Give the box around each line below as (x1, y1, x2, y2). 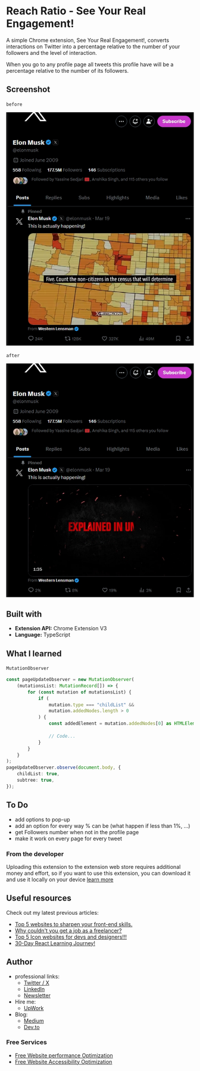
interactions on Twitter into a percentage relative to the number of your (6, 43, 180, 50)
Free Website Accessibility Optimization (14, 1058, 112, 1065)
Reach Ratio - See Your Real (6, 4, 146, 18)
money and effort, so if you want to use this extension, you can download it (6, 869, 191, 877)
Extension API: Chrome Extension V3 (14, 625, 107, 632)
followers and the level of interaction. (6, 49, 97, 56)
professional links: (14, 973, 60, 980)
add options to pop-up (14, 816, 70, 823)
